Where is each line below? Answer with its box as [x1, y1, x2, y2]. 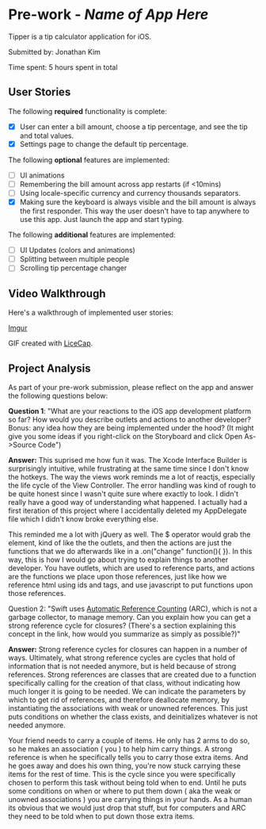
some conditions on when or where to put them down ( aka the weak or [8, 786, 241, 796]
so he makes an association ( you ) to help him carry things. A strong [8, 743, 233, 754]
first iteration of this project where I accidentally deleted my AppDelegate [8, 506, 247, 515]
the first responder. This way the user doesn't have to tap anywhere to [19, 206, 249, 216]
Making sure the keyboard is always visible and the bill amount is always [19, 197, 256, 207]
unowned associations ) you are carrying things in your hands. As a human [8, 794, 253, 804]
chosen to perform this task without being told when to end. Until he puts [8, 777, 247, 787]
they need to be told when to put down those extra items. [8, 811, 196, 821]
